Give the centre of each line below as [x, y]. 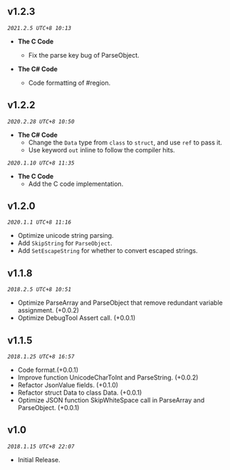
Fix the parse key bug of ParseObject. [84, 55]
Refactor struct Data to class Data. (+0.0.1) [80, 393]
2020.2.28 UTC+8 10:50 [41, 121]
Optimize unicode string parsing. [66, 236]
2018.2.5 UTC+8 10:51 [40, 290]
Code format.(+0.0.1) [48, 370]
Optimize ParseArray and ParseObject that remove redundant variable [120, 303]
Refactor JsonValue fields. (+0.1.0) [68, 385]
